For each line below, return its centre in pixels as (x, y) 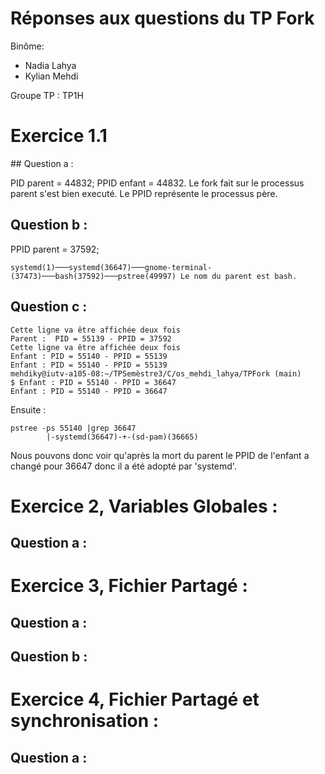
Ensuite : (28, 409)
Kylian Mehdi (51, 76)
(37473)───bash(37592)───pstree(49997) (93, 276)
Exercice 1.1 (59, 136)
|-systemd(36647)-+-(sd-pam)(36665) (122, 437)
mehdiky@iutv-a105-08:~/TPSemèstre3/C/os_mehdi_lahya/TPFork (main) (156, 373)
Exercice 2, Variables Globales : (144, 506)
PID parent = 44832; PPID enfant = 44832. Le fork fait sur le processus (157, 183)
